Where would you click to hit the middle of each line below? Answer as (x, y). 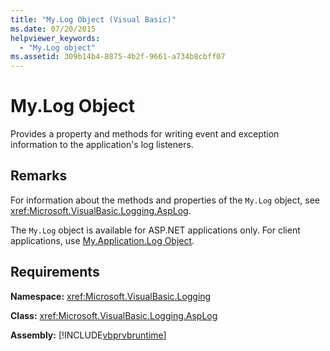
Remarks (39, 176)
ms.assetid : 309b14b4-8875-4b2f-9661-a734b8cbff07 (118, 57)
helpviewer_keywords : (55, 38)
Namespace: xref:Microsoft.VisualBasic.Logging (111, 296)
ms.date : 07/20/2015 (53, 29)
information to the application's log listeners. (102, 145)
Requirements (55, 272)
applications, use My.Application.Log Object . (102, 240)
